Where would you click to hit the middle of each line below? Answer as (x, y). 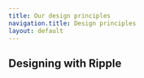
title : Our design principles (60, 16)
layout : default (36, 31)
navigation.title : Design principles (72, 23)
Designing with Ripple (65, 63)
